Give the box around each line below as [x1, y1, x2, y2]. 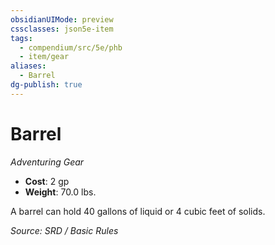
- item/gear [19, 52, 70, 62]
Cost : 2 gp [24, 175, 70, 187]
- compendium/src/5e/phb [19, 42, 123, 53]
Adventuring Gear [10, 156, 85, 168]
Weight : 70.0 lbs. [24, 186, 97, 198]
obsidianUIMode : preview [10, 14, 114, 25]
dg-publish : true [10, 80, 83, 90]
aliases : [10, 61, 47, 71]
